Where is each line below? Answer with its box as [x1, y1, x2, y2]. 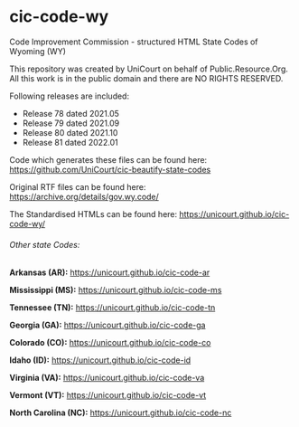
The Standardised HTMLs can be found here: [9, 208, 178, 219]
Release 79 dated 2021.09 [22, 118, 120, 128]
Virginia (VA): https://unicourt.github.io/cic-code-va [9, 373, 205, 384]
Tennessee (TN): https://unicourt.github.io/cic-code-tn [9, 302, 216, 313]
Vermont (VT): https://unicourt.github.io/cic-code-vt [9, 390, 207, 401]
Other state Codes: [9, 239, 80, 250]
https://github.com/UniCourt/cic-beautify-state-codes [9, 164, 211, 175]
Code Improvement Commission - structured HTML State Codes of [9, 36, 259, 47]
